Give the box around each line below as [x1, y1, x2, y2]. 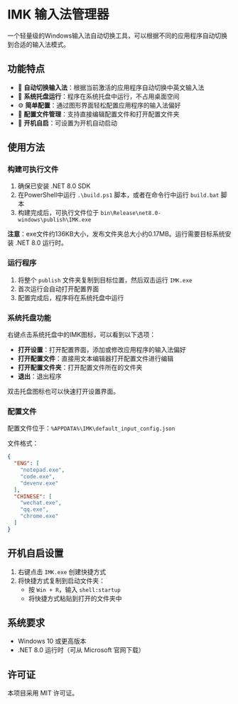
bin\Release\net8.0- [100, 210, 161, 217]
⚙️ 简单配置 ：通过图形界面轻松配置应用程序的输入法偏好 [17, 101, 181, 109]
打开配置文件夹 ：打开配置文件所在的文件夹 [17, 363, 143, 372]
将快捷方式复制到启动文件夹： [17, 576, 105, 585]
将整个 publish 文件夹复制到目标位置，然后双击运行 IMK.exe [17, 275, 193, 284]
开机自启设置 [7, 547, 64, 559]
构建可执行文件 [7, 165, 59, 175]
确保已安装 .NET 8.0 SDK [17, 182, 91, 190]
